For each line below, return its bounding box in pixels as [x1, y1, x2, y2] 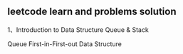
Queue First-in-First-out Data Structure [7, 39, 122, 48]
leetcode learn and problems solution [7, 6, 177, 18]
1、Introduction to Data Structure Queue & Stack [7, 25, 150, 34]
